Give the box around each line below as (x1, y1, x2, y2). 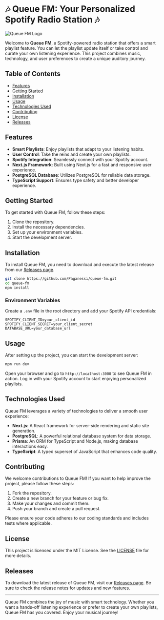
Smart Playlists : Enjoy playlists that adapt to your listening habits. (12, 146, 144, 152)
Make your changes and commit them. (12, 500, 90, 506)
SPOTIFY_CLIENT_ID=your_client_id (5, 317, 76, 323)
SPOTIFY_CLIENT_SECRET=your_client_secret (5, 322, 93, 327)
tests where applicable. (5, 520, 52, 526)
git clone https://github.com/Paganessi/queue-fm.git (5, 276, 117, 281)
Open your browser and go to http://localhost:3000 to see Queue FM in (5, 370, 152, 376)
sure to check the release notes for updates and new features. (5, 585, 130, 591)
